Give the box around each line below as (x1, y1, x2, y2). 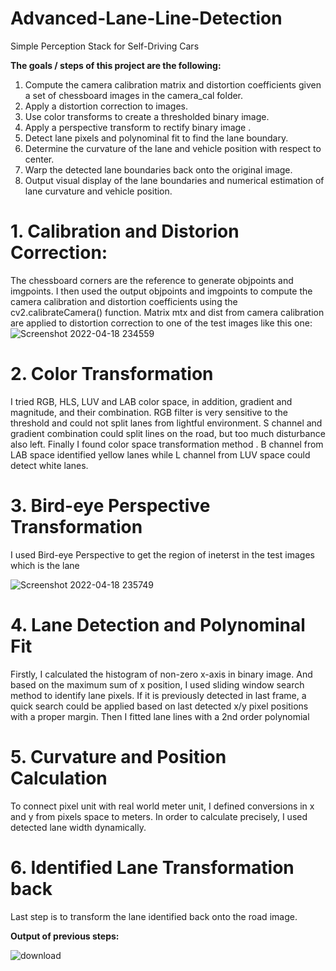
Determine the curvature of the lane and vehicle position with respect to (24, 142, 322, 154)
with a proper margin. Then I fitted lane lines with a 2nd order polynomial (10, 710, 310, 722)
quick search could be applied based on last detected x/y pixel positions (10, 700, 309, 712)
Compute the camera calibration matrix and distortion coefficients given (24, 78, 322, 91)
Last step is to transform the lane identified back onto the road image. (10, 910, 298, 922)
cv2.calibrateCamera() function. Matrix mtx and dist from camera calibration (10, 306, 325, 318)
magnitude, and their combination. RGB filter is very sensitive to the (10, 406, 288, 418)
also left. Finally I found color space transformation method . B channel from (10, 438, 324, 450)
